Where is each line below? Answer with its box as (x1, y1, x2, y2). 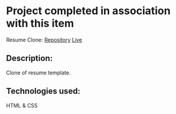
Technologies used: (6, 86, 81, 96)
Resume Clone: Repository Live (6, 36, 83, 43)
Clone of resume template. (6, 69, 71, 76)
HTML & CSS (6, 102, 38, 109)
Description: (6, 53, 53, 63)
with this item (6, 17, 74, 30)
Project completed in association (6, 4, 171, 18)
